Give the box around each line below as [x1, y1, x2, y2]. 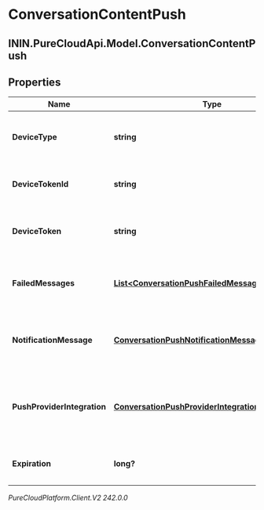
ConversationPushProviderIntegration [113, 402, 259, 413]
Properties [8, 75, 61, 89]
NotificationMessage [12, 335, 93, 346]
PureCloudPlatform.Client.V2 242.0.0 [8, 493, 128, 503]
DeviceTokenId [12, 179, 69, 190]
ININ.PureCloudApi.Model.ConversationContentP [8, 37, 256, 50]
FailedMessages [12, 278, 75, 289]
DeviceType [12, 132, 57, 143]
